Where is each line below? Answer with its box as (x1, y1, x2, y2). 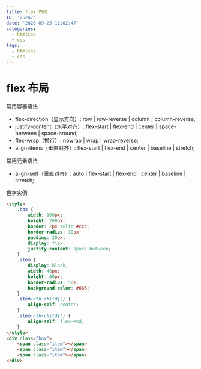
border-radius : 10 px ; (28, 229, 82, 235)
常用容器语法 (6, 102, 38, 110)
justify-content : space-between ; (28, 246, 112, 252)
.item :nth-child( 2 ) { (17, 296, 71, 302)
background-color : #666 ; (28, 285, 90, 291)
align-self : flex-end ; (28, 318, 85, 324)
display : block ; (28, 262, 68, 268)
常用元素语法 (6, 157, 38, 164)
